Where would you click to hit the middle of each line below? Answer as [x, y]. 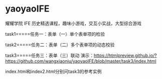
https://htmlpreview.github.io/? [125, 55]
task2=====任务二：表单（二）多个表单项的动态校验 [60, 45]
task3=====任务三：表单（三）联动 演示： [50, 55]
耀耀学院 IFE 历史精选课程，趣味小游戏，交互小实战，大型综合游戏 [73, 23]
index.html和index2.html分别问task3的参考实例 [53, 71]
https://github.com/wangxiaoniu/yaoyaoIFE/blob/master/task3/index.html [81, 61]
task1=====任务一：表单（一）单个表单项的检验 [55, 34]
